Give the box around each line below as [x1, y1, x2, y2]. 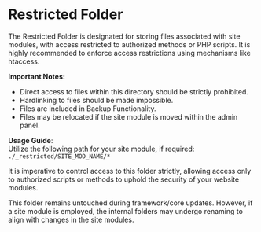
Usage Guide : [8, 135, 53, 145]
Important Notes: [8, 72, 65, 81]
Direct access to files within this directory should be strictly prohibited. [19, 87, 249, 96]
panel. [19, 120, 41, 130]
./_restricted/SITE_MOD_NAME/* [8, 152, 111, 160]
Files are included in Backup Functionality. [19, 104, 156, 113]
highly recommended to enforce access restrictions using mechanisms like [8, 48, 252, 57]
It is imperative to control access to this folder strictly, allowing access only [8, 166, 252, 175]
